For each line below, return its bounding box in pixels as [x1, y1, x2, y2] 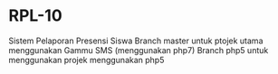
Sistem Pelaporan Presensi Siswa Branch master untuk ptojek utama [8, 35, 264, 46]
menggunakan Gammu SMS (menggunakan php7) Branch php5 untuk [8, 44, 269, 55]
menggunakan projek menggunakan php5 [8, 54, 165, 65]
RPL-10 [8, 5, 62, 26]
